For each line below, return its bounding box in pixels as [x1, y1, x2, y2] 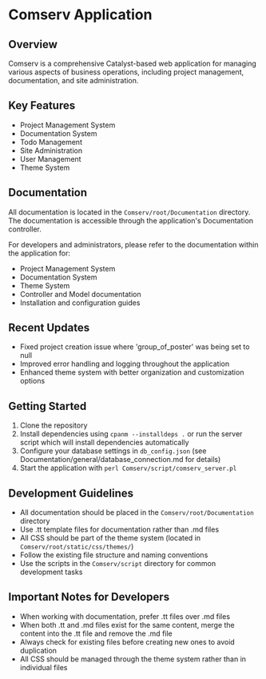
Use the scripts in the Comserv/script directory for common [19, 559, 216, 569]
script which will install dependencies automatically [19, 438, 189, 448]
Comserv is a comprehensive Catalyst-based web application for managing [8, 58, 257, 68]
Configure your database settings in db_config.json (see [19, 446, 207, 456]
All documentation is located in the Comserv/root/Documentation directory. [8, 207, 251, 217]
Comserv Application [8, 6, 153, 24]
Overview [8, 38, 58, 51]
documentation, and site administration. [8, 76, 139, 85]
